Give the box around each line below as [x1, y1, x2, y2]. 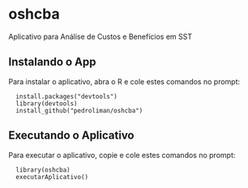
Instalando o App [8, 55, 96, 69]
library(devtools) [15, 99, 79, 108]
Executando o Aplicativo [8, 129, 135, 143]
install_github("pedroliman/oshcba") [15, 106, 143, 114]
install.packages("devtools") [15, 92, 118, 100]
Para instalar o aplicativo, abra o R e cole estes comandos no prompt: [8, 76, 241, 86]
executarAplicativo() [15, 173, 89, 181]
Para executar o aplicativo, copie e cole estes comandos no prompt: [8, 150, 236, 160]
